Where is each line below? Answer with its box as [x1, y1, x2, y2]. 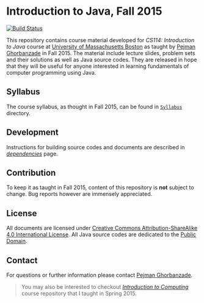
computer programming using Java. [6, 69, 97, 76]
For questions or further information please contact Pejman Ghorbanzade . [6, 271, 193, 279]
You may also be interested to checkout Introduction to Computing [21, 283, 189, 290]
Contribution [6, 167, 56, 178]
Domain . [6, 238, 27, 245]
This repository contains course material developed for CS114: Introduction [6, 36, 195, 43]
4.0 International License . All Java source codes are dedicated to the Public [6, 231, 197, 238]
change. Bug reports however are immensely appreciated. [6, 190, 153, 198]
